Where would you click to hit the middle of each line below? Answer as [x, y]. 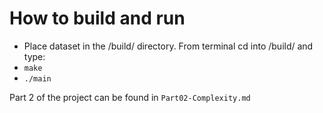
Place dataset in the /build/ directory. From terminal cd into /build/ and [168, 46]
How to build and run [97, 18]
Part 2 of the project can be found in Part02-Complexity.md [130, 97]
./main [37, 78]
